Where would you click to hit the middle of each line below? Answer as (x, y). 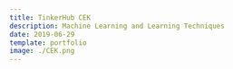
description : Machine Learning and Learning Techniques (117, 26)
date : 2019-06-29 (42, 34)
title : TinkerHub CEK (50, 17)
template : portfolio (49, 43)
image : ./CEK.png (42, 51)
